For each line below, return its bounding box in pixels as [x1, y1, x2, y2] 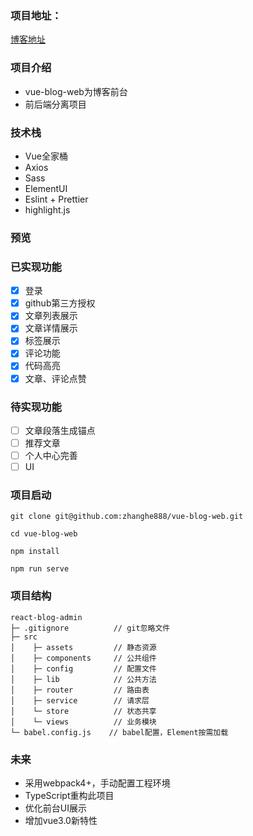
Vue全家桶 [24, 150, 68, 162]
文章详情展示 [24, 322, 78, 334]
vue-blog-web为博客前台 [24, 85, 128, 97]
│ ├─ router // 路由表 [10, 685, 150, 695]
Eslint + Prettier [24, 193, 89, 205]
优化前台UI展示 [24, 802, 87, 814]
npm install [10, 547, 60, 557]
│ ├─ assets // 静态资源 [10, 642, 157, 652]
